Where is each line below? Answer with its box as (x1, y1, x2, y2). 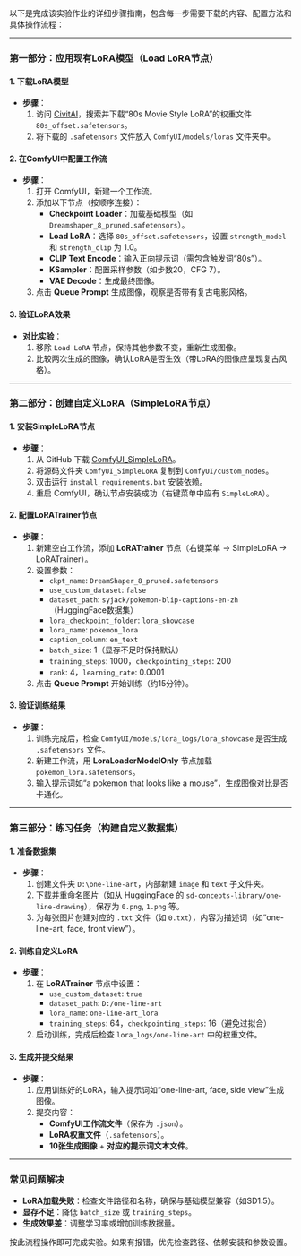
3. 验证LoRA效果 (9, 308, 71, 320)
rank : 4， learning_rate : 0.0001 (48, 667, 165, 677)
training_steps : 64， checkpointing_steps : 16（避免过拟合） (48, 1018, 271, 1028)
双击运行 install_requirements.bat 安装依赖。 (35, 476, 208, 486)
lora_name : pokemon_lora (48, 624, 139, 634)
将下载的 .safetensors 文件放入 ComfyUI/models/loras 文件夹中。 (35, 131, 276, 142)
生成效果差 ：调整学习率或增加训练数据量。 (21, 1217, 180, 1228)
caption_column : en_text (48, 633, 139, 644)
